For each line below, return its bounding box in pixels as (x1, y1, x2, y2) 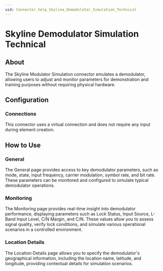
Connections (5, 110, 37, 117)
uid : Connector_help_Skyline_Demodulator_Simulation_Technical (5, 7, 137, 12)
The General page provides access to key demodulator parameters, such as (5, 167, 158, 172)
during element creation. (5, 127, 55, 133)
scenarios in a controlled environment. (5, 226, 83, 233)
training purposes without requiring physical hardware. (5, 81, 116, 87)
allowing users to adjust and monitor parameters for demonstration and (5, 76, 149, 82)
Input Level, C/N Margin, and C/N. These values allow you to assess (16, 216, 154, 222)
